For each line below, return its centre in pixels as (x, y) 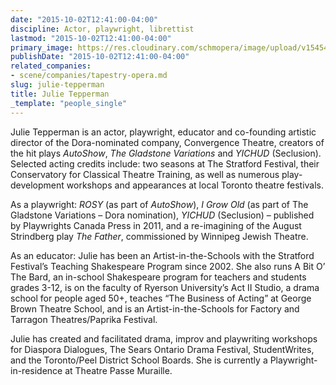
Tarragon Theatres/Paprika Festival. (84, 319)
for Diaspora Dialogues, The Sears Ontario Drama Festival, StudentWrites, (162, 349)
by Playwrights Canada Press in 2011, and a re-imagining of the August (156, 225)
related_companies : (51, 66)
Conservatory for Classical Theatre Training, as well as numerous (145, 174)
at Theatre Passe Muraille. (118, 370)
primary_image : (42, 47)
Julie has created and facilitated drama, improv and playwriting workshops (164, 338)
